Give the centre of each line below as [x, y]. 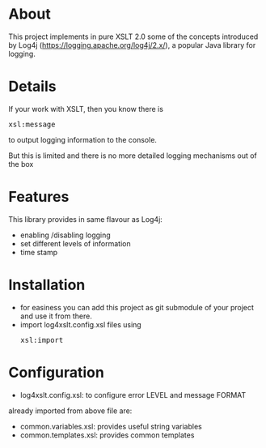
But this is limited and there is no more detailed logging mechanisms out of [133, 156]
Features [39, 197]
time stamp [39, 252]
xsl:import [42, 340]
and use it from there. [56, 316]
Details [32, 87]
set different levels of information [75, 243]
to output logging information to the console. [83, 139]
